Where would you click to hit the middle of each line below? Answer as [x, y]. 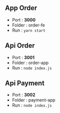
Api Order [20, 46]
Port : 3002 [23, 95]
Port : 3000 [24, 20]
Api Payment [25, 83]
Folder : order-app [30, 63]
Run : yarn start [29, 30]
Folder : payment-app [34, 100]
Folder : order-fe [28, 25]
